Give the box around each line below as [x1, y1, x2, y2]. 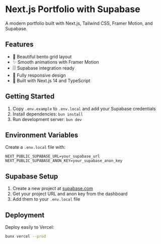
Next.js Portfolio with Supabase [5, 4, 140, 15]
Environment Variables [5, 131, 78, 139]
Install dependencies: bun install [12, 111, 83, 117]
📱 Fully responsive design [12, 72, 66, 78]
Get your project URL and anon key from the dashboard [12, 191, 128, 197]
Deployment [5, 211, 45, 219]
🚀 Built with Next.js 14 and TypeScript [12, 77, 91, 84]
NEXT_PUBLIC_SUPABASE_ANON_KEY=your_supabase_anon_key [5, 158, 123, 163]
